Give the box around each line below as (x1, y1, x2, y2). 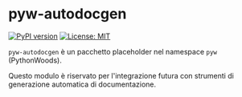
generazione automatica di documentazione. (8, 79, 157, 89)
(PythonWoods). (8, 55, 62, 65)
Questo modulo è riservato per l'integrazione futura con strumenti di (8, 71, 235, 80)
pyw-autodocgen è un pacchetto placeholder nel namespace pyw (8, 46, 217, 56)
